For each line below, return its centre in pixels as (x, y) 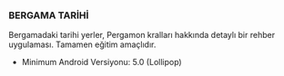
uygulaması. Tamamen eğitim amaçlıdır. (82, 44)
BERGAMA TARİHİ (49, 15)
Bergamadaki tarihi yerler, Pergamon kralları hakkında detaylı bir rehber (142, 35)
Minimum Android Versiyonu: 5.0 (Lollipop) (102, 62)
